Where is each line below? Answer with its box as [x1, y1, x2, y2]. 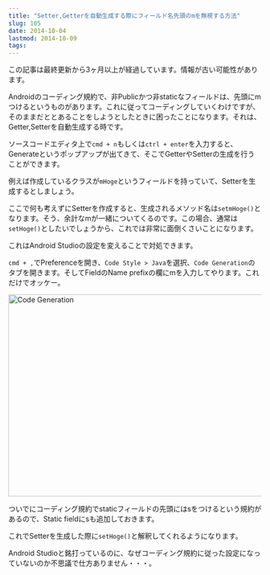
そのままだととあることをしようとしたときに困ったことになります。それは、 [8, 112, 261, 121]
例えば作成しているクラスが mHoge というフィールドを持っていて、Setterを [8, 176, 249, 186]
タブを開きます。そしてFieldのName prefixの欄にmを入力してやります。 [8, 268, 246, 277]
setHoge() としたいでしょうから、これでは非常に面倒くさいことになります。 [8, 224, 259, 233]
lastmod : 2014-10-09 [8, 34, 78, 43]
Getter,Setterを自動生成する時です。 [8, 122, 128, 132]
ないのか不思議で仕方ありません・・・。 [22, 558, 157, 568]
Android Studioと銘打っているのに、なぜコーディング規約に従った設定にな [8, 548, 254, 558]
